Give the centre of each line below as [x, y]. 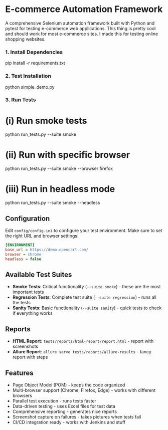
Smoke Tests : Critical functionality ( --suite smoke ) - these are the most [87, 287]
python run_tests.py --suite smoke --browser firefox [59, 168]
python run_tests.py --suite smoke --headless [53, 203]
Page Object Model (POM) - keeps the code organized [69, 385]
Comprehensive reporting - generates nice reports [64, 411]
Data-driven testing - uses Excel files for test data [64, 406]
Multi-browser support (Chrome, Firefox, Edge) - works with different [84, 390]
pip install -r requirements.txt [35, 63]
